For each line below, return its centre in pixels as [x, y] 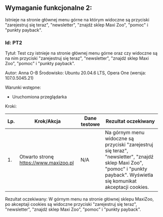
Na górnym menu [125, 133]
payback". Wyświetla [129, 175]
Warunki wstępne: [23, 87]
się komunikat [121, 181]
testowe [90, 124]
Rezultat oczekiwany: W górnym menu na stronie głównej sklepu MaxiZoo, [79, 199]
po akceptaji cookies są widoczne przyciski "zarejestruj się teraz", [71, 204]
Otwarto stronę [37, 157]
